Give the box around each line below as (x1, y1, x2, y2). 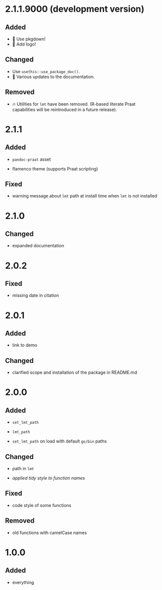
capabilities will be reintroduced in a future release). (12, 107, 117, 112)
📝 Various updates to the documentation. (12, 74, 95, 80)
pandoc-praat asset (12, 156, 51, 162)
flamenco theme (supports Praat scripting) (12, 166, 98, 171)
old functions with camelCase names (12, 530, 87, 535)
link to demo (12, 342, 38, 348)
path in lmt (12, 466, 34, 472)
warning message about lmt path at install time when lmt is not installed (12, 193, 158, 199)
